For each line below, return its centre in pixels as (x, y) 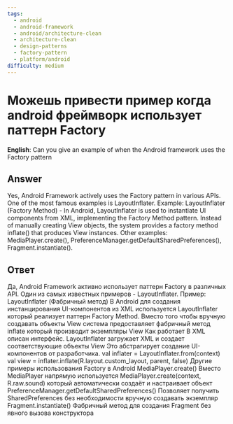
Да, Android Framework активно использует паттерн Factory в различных (116, 287)
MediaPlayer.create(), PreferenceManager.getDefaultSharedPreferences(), (114, 240)
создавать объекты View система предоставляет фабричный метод (109, 324)
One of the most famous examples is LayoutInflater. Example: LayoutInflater (116, 203)
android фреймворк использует (105, 115)
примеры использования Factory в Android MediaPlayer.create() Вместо (114, 369)
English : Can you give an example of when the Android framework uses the (116, 149)
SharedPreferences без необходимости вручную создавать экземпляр (113, 398)
